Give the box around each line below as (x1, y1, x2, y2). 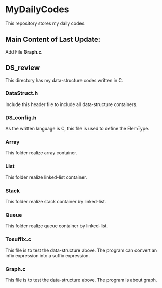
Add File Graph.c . (5, 48, 43, 55)
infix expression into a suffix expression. (5, 252, 90, 258)
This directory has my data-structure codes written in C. (5, 77, 123, 83)
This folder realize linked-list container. (5, 174, 87, 180)
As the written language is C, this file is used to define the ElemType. (5, 126, 149, 132)
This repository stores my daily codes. (5, 20, 86, 27)
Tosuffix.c (5, 235, 32, 243)
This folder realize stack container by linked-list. (5, 199, 106, 205)
